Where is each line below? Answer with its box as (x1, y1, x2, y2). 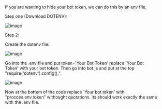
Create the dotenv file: (5, 41, 50, 47)
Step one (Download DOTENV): (5, 14, 68, 19)
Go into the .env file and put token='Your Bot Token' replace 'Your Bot (5, 60, 144, 66)
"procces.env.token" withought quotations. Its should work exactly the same (5, 94, 157, 100)
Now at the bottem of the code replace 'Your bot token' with (5, 89, 125, 95)
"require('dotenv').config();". (5, 70, 62, 76)
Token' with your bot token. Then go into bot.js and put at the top (5, 65, 134, 71)
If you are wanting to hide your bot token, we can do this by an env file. (5, 4, 147, 10)
